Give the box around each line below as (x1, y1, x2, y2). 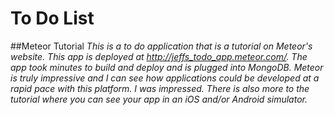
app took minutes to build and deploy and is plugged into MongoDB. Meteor (10, 61, 324, 73)
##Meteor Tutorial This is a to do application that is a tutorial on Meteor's (10, 40, 313, 52)
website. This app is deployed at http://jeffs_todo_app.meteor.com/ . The (10, 50, 308, 62)
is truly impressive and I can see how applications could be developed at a (10, 72, 320, 84)
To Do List (10, 7, 95, 30)
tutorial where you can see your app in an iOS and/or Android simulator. (10, 93, 308, 105)
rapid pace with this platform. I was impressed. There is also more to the (10, 82, 310, 94)
